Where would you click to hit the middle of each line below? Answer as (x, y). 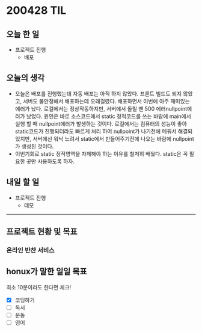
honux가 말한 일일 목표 (47, 272)
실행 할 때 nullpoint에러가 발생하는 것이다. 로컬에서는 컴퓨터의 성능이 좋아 (101, 123)
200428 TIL (36, 11)
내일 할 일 (23, 182)
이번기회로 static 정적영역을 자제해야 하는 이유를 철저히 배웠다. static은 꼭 (101, 153)
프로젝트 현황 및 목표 (42, 232)
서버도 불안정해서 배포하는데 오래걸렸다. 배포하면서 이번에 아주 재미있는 (107, 101)
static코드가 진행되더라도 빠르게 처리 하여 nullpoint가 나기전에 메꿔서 (96, 131)
